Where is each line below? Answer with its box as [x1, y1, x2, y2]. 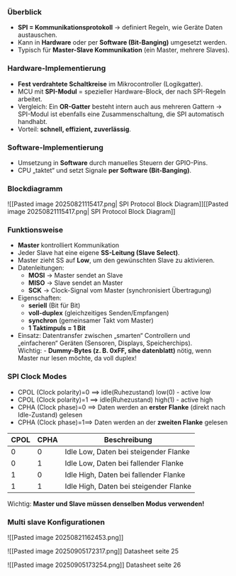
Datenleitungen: [17, 264, 64, 272]
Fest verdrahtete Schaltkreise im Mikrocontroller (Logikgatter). [17, 79, 203, 88]
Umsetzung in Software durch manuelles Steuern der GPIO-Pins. [17, 158, 208, 166]
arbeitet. [17, 94, 43, 103]
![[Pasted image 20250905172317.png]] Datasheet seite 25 [7, 547, 179, 555]
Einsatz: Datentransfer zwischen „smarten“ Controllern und [17, 332, 191, 340]
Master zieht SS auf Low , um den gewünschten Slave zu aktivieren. [17, 256, 215, 265]
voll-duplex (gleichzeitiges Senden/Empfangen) [28, 309, 169, 317]
